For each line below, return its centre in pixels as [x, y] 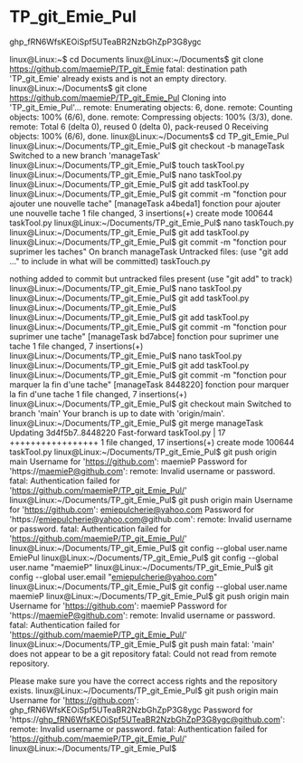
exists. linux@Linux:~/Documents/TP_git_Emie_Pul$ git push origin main [144, 691]
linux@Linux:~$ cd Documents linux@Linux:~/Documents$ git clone [137, 59]
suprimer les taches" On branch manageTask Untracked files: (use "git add [149, 252]
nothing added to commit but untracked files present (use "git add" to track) [151, 279]
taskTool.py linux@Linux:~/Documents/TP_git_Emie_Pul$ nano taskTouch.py [151, 223]
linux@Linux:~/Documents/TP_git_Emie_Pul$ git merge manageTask [137, 423]
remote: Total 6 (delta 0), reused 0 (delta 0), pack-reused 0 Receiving [139, 126]
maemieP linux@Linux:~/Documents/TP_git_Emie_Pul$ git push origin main [149, 596]
